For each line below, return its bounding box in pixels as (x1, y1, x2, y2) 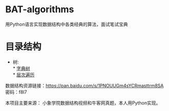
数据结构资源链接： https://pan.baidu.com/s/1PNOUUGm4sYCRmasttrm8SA (5, 82, 164, 88)
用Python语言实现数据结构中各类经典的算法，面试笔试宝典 (5, 21, 128, 27)
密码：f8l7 (5, 88, 27, 95)
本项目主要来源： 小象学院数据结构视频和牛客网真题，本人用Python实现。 (5, 100, 161, 106)
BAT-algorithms (5, 4, 74, 15)
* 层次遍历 (12, 72, 35, 78)
